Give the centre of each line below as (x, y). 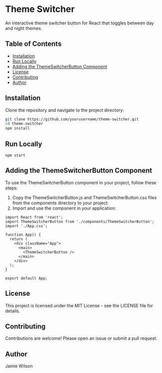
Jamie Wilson (19, 366)
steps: (11, 188)
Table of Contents (34, 44)
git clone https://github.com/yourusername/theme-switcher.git (72, 119)
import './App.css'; (27, 226)
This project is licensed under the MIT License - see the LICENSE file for (79, 305)
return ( (19, 239)
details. (13, 311)
